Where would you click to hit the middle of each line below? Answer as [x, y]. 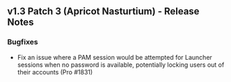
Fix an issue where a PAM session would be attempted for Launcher [114, 57]
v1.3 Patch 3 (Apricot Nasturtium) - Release [103, 11]
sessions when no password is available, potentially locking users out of [121, 65]
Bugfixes [23, 42]
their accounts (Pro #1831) [55, 72]
